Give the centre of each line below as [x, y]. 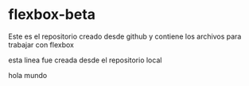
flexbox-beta [52, 15]
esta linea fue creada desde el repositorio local [85, 60]
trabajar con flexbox [41, 44]
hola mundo [28, 75]
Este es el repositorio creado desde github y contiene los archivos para [125, 36]
